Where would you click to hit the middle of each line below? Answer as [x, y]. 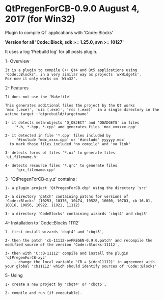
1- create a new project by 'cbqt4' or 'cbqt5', [56, 284]
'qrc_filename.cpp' [36, 170]
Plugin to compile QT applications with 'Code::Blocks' [59, 32]
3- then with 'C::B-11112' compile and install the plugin [67, 253]
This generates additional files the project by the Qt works [70, 105]
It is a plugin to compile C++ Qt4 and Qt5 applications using [71, 70]
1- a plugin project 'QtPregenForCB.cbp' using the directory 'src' [77, 188]
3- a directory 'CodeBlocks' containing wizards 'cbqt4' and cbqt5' [77, 214]
